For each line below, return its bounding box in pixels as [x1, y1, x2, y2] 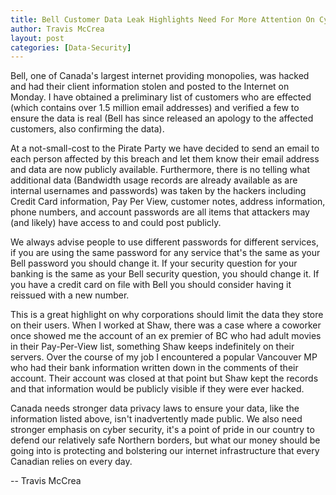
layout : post [10, 33, 65, 43]
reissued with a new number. [10, 289, 130, 301]
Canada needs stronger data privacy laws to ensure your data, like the [10, 402, 300, 415]
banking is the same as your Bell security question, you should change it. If [10, 268, 320, 280]
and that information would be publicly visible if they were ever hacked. [10, 383, 305, 395]
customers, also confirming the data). [10, 123, 165, 135]
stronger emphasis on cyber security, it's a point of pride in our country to [10, 424, 315, 436]
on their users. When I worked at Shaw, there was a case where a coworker [10, 319, 322, 331]
